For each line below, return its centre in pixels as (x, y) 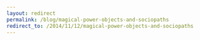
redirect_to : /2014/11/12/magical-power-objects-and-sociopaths (100, 26)
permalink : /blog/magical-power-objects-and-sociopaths (88, 20)
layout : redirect (31, 13)
